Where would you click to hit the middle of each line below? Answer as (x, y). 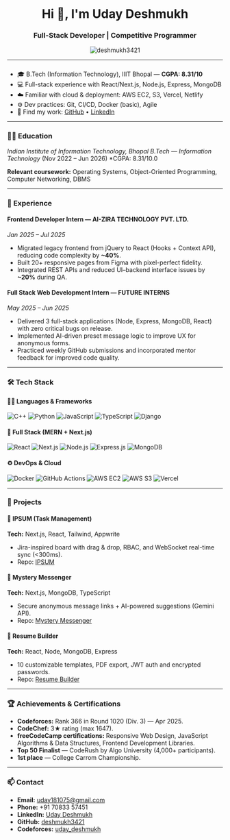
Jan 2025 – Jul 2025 (36, 234)
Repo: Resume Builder (48, 679)
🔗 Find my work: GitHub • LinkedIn (66, 112)
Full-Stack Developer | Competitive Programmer (115, 36)
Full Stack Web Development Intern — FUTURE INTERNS (88, 293)
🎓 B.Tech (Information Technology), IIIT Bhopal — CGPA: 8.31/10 (110, 74)
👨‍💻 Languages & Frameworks (50, 401)
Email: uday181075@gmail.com (61, 800)
